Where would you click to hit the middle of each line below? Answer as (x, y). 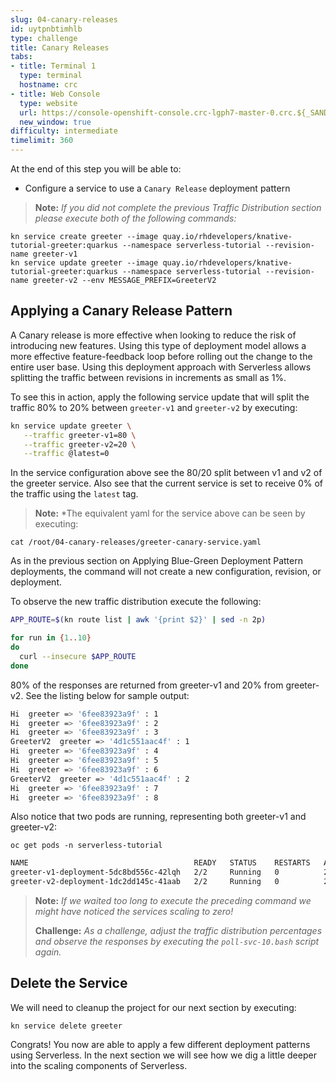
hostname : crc (48, 85)
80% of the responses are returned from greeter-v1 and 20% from (147, 685)
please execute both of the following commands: (135, 218)
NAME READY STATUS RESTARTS (160, 863)
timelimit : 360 (42, 141)
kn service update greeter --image (84, 263)
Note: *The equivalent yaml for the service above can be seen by (170, 513)
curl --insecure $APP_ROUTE (78, 656)
